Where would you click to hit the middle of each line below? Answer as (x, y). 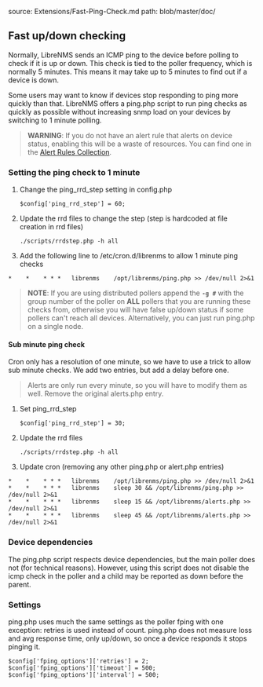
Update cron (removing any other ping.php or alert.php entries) (122, 467)
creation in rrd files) (51, 227)
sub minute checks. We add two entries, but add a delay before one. (119, 370)
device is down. (34, 80)
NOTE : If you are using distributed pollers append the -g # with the (135, 293)
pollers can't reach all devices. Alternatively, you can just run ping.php (141, 318)
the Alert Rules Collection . (69, 152)
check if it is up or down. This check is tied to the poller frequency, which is (130, 63)
